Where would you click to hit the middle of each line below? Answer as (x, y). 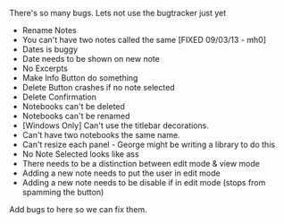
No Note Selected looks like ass (81, 154)
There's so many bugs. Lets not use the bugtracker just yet (118, 13)
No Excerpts (45, 68)
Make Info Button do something (80, 78)
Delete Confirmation (59, 97)
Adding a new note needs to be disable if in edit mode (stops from (144, 182)
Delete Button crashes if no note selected (99, 87)
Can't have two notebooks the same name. (101, 135)
